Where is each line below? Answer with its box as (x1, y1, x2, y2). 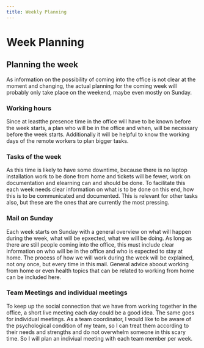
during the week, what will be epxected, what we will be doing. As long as (6, 234, 192, 242)
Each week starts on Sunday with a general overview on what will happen (6, 228, 191, 235)
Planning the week (6, 59, 78, 70)
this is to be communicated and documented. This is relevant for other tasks (6, 192, 199, 200)
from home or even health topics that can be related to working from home (6, 267, 194, 274)
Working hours (6, 104, 52, 112)
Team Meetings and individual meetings (6, 288, 128, 297)
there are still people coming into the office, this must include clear (6, 241, 175, 248)
